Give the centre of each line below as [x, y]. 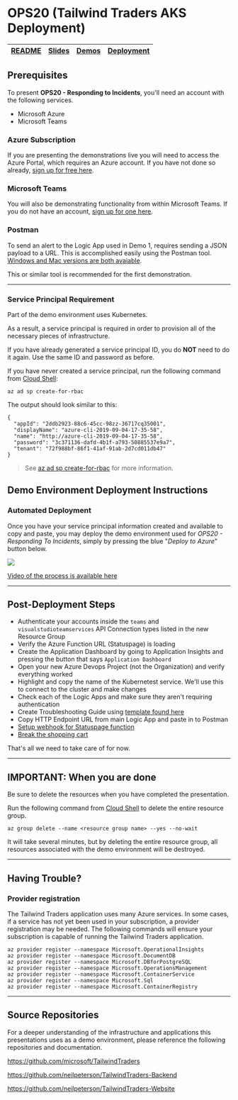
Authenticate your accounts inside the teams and [88, 621]
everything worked [45, 674]
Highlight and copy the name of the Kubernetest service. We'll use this [120, 682]
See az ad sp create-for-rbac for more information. [99, 468]
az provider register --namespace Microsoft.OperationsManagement [107, 968]
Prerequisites [38, 76]
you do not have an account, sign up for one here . [80, 211]
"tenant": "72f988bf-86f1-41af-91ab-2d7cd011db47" [90, 448]
